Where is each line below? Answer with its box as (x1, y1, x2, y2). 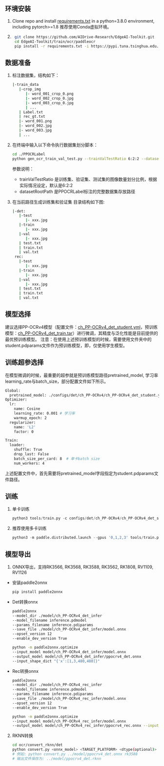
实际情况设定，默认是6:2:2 (19, 182, 73, 188)
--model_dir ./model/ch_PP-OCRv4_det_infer (12, 613, 102, 618)
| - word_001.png (19, 119, 52, 124)
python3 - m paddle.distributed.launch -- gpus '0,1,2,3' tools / (12, 535, 144, 540)
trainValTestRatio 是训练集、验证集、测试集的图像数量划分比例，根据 (19, 176, 157, 182)
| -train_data (12, 82, 39, 87)
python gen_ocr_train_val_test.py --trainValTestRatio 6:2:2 (12, 156, 140, 161)
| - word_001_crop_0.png (25, 91, 74, 96)
